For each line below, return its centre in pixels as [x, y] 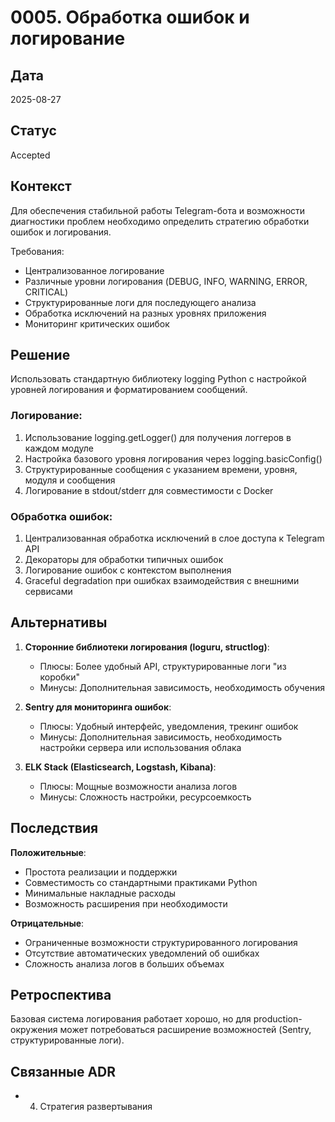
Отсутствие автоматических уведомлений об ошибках [142, 953]
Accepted [30, 155]
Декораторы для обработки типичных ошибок [124, 560]
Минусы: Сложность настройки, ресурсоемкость [145, 797]
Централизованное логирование [94, 270]
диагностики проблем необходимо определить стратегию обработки [160, 221]
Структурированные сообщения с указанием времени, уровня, [161, 469]
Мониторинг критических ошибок [97, 323]
